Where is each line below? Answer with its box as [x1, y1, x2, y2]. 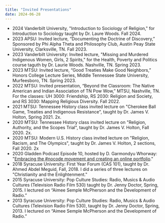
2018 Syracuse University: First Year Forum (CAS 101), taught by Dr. [12, 161, 150, 167]
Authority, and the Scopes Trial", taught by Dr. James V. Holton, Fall [12, 124, 149, 130]
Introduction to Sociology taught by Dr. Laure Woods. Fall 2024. [12, 30, 141, 36]
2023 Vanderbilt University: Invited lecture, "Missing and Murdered [12, 51, 149, 57]
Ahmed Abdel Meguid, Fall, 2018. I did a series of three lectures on [12, 166, 148, 172]
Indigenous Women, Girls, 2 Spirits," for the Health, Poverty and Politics [12, 56, 158, 62]
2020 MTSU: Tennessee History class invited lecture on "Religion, [12, 119, 146, 125]
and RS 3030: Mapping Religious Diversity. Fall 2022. [12, 98, 121, 104]
